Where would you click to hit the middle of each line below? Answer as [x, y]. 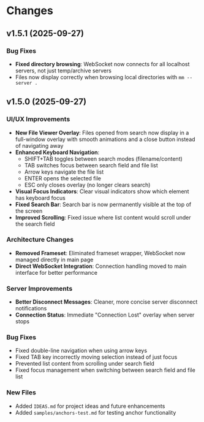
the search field [35, 224]
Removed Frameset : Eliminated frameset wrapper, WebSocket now [100, 253]
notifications [31, 309]
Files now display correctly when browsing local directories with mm [100, 77]
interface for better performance [56, 272]
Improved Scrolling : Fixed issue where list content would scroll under [103, 217]
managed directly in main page [54, 259]
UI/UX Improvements [38, 119]
